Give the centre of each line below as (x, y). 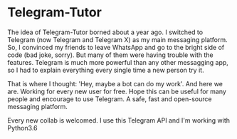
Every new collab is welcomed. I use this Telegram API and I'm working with (118, 120)
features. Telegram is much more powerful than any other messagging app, (118, 62)
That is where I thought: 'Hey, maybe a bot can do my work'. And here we (115, 83)
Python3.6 (22, 128)
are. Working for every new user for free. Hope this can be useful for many (117, 91)
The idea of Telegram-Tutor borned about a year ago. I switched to (105, 32)
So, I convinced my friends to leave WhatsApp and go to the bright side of (116, 47)
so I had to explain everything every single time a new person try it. (106, 70)
